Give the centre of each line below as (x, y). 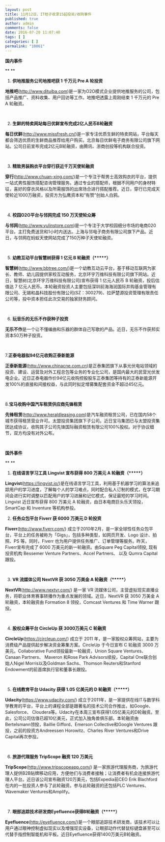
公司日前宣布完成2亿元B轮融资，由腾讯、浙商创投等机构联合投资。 (81, 146)
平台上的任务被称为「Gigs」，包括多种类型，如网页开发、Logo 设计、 (83, 535)
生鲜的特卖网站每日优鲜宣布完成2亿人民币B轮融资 (62, 123)
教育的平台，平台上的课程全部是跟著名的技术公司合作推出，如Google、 (81, 706)
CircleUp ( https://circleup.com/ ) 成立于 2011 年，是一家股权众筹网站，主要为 (82, 639)
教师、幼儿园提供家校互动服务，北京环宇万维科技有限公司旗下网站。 (82, 274)
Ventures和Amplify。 (51, 791)
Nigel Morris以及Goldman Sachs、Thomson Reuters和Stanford (77, 663)
